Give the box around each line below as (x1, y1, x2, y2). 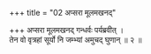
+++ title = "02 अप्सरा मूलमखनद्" (9, 8, 117, 17)
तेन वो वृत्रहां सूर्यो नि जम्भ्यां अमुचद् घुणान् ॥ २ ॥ (9, 35, 142, 44)
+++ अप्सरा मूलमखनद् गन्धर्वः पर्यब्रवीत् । (9, 25, 125, 35)
